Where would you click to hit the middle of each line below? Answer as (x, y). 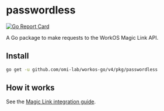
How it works (30, 88)
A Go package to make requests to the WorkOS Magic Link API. (82, 37)
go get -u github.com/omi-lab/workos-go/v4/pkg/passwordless (82, 70)
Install (18, 56)
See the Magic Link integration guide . (51, 102)
